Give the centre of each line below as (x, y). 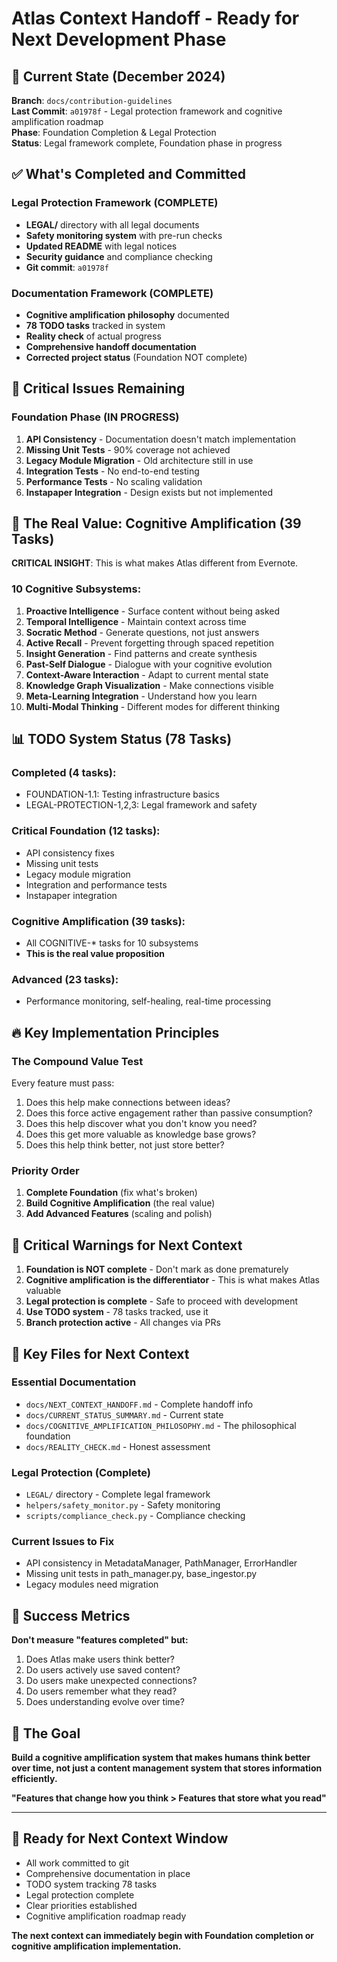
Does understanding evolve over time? (105, 1702)
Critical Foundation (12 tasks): (86, 831)
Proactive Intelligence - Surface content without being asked (153, 611)
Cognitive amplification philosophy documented (127, 314)
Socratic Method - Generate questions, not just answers (142, 632)
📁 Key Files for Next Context (100, 1353)
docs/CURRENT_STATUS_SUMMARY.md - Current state (124, 1414)
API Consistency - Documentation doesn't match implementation (160, 439)
